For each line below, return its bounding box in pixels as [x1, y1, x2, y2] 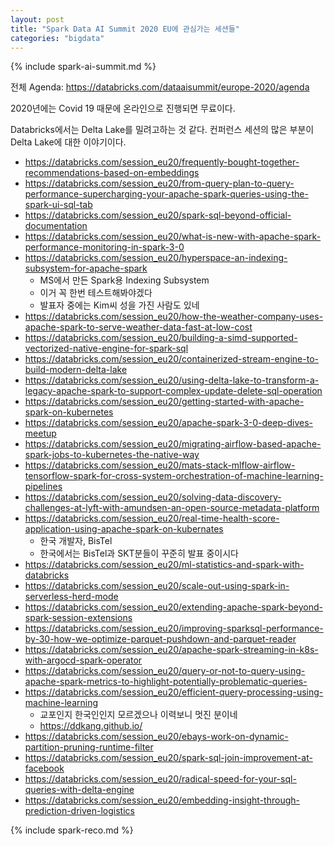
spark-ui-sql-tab [24, 199, 93, 211]
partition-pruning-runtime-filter [24, 741, 154, 753]
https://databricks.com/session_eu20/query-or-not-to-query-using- [24, 665, 306, 677]
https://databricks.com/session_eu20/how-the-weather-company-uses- [24, 311, 324, 323]
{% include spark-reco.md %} [10, 824, 134, 836]
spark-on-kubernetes [24, 406, 114, 418]
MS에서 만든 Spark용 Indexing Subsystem [39, 274, 210, 286]
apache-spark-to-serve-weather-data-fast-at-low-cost [24, 321, 253, 333]
